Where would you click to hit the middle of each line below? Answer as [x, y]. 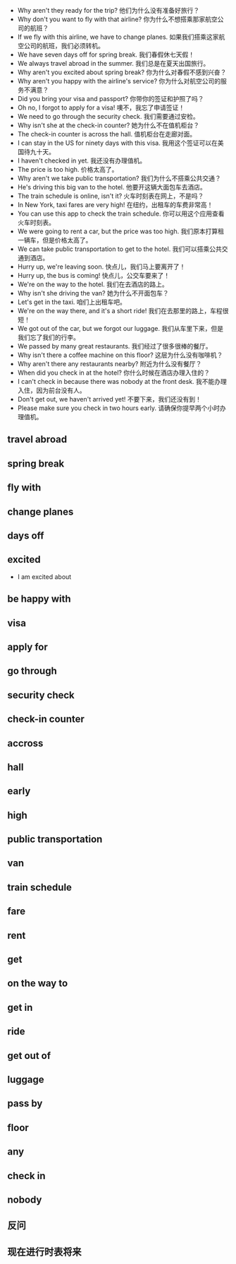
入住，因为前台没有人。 [51, 390]
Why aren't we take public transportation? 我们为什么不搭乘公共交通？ [119, 178]
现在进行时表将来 [44, 1252]
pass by [25, 1104]
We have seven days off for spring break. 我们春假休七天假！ [106, 54]
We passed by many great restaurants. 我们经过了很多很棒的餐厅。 [114, 346]
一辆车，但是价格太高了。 [55, 240]
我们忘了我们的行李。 [48, 337]
